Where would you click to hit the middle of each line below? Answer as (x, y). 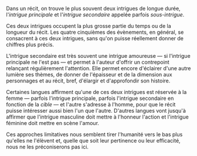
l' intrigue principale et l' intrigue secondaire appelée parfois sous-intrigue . (95, 15)
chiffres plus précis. (30, 44)
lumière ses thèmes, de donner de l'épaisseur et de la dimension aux (89, 74)
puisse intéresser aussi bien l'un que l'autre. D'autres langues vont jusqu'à (96, 111)
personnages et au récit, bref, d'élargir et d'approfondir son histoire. (88, 81)
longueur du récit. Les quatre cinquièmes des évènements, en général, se (95, 32)
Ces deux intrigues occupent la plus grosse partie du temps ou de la (89, 26)
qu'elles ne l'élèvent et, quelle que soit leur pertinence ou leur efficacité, (93, 141)
